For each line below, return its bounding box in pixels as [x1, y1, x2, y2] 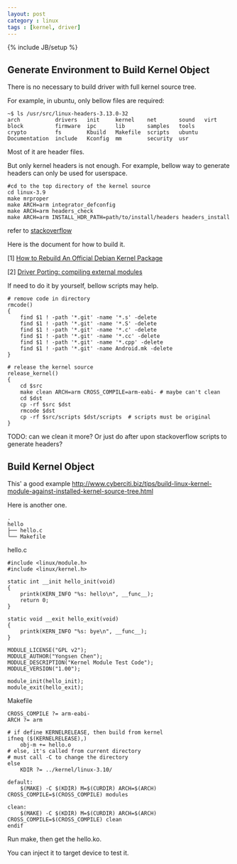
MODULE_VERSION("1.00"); [7, 665, 81, 673]
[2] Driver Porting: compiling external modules [7, 268, 143, 276]
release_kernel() [7, 370, 59, 377]
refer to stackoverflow [7, 226, 72, 235]
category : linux [7, 17, 59, 24]
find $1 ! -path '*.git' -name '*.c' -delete [20, 327, 158, 334]
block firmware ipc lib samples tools [7, 122, 195, 130]
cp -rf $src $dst [20, 401, 72, 409]
